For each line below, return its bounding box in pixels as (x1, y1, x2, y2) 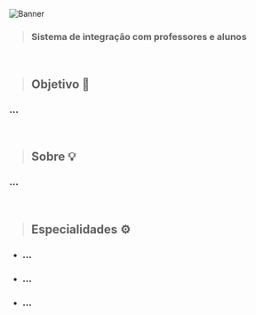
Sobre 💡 (30, 149, 76, 165)
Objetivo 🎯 (30, 77, 91, 92)
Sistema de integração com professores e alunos (30, 30, 247, 43)
